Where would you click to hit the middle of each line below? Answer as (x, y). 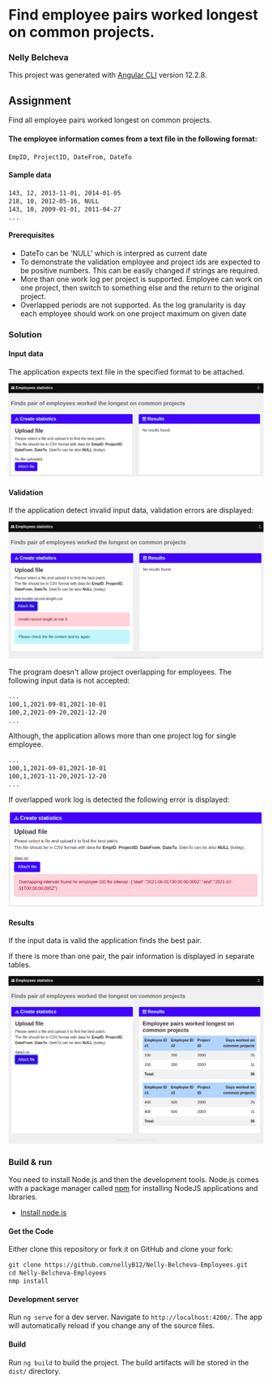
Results (21, 923)
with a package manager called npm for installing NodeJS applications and (133, 1188)
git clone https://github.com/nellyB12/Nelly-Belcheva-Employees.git (128, 1265)
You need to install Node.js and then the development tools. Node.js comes (134, 1179)
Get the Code (31, 1231)
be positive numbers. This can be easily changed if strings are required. (140, 270)
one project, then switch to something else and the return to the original (140, 287)
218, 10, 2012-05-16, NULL (54, 201)
